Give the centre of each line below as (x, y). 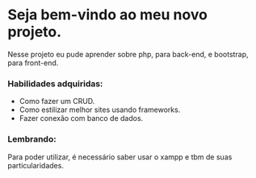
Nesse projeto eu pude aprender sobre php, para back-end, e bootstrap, (128, 54)
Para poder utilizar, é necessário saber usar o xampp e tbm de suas (120, 157)
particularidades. (36, 165)
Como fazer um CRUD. (57, 101)
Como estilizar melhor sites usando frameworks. (100, 110)
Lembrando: (32, 139)
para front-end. (33, 63)
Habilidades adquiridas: (55, 84)
